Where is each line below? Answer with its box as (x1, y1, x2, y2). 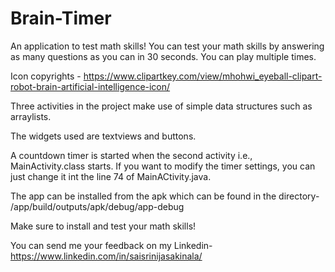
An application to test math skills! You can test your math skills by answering (10, 40, 325, 52)
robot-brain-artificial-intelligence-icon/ (10, 80, 171, 92)
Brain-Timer (10, 7, 112, 30)
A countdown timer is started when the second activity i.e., (10, 149, 253, 161)
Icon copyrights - (10, 70, 82, 82)
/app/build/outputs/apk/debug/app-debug (10, 200, 185, 212)
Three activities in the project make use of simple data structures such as (10, 100, 313, 112)
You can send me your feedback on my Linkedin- (10, 239, 213, 251)
